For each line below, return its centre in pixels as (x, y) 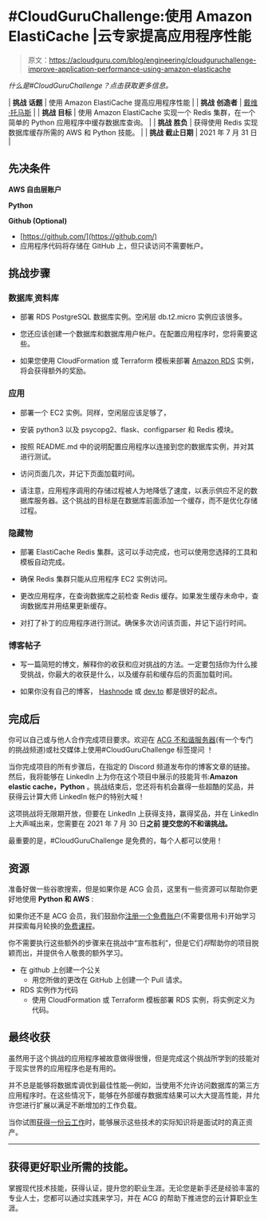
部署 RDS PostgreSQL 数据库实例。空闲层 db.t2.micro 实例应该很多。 (133, 317)
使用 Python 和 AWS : (58, 899)
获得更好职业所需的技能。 (71, 1167)
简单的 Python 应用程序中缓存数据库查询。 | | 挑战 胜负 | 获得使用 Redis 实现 (133, 122)
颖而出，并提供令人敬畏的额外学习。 (68, 952)
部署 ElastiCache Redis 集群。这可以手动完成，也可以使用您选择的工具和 (138, 552)
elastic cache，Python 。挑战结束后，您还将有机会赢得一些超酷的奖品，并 (132, 787)
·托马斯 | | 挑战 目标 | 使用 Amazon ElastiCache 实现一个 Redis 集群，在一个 (132, 112)
